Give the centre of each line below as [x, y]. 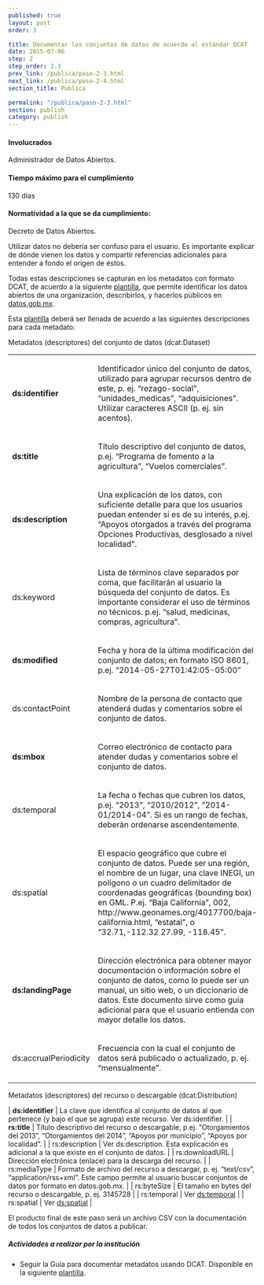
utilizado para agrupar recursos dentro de [175, 378]
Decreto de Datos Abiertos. [52, 231]
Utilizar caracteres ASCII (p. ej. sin [161, 408]
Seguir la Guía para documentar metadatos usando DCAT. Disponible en [136, 1264]
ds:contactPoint [41, 708]
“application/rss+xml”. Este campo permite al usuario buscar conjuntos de [128, 1177]
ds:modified [35, 660]
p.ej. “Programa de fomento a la [156, 456]
